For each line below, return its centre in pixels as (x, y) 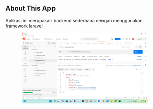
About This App (31, 8)
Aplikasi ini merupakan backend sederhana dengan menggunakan (74, 20)
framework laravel (24, 26)
